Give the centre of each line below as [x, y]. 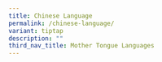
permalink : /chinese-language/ [61, 23]
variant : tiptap [36, 31]
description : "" [36, 38]
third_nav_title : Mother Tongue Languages [81, 46]
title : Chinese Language [50, 16]
